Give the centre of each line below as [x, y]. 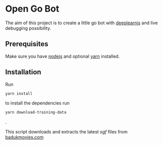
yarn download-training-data [36, 112]
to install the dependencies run [37, 103]
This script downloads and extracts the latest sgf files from [66, 132]
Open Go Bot [32, 9]
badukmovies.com [24, 137]
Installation [23, 72]
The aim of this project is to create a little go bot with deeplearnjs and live [82, 23]
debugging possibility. [28, 28]
